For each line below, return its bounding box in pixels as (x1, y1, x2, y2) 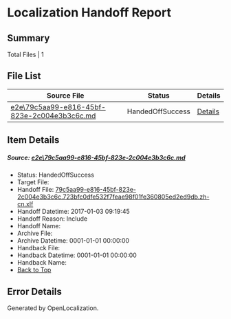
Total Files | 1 (7, 50, 44, 58)
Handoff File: (16, 186, 54, 194)
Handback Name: (16, 258, 67, 267)
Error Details (7, 285, 62, 297)
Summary (7, 32, 50, 44)
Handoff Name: (16, 222, 60, 230)
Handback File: (16, 244, 60, 252)
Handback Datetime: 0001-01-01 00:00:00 (16, 251, 137, 259)
